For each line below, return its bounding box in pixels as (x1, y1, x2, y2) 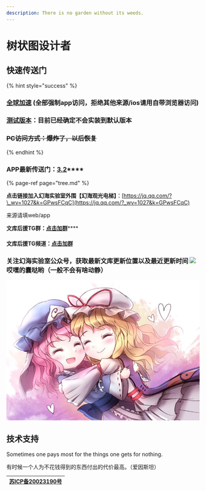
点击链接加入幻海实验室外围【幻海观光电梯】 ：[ (6, 192, 124, 199)
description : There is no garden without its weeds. (6, 10, 144, 16)
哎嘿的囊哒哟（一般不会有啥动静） (6, 265, 107, 274)
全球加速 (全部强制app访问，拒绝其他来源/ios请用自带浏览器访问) (6, 98, 199, 107)
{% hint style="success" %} (6, 82, 78, 89)
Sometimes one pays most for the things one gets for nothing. (6, 451, 163, 458)
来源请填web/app (6, 211, 50, 219)
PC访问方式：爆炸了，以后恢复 (6, 134, 97, 143)
